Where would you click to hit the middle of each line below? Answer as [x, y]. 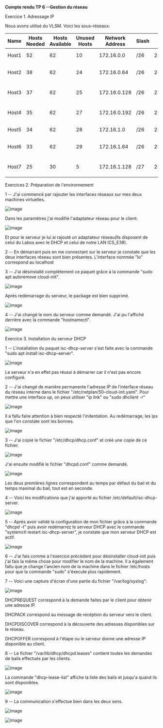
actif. [10, 537]
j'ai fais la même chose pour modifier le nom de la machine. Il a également [79, 561]
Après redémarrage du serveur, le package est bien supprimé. [67, 296]
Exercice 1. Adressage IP [30, 16]
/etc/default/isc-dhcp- [135, 498]
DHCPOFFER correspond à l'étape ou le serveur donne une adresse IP [75, 639]
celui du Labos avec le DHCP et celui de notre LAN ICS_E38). [66, 242]
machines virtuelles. [25, 200]
